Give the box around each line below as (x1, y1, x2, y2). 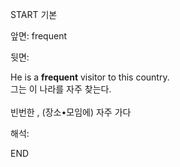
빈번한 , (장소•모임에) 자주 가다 (10, 106, 132, 118)
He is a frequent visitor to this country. (10, 71, 170, 83)
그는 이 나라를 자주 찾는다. (10, 83, 112, 95)
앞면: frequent (10, 30, 67, 42)
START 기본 (10, 9, 58, 20)
